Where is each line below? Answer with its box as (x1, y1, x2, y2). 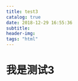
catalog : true (6, 14, 41, 20)
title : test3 (6, 8, 38, 15)
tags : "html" (6, 36, 38, 42)
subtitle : (6, 25, 31, 31)
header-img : (6, 31, 35, 37)
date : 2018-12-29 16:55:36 (6, 20, 73, 25)
